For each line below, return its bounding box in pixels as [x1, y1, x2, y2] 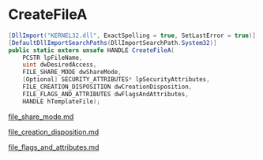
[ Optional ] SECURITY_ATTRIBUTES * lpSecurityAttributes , [22, 76, 211, 84]
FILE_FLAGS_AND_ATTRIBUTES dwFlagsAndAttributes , [22, 90, 190, 98]
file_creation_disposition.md [8, 127, 100, 136]
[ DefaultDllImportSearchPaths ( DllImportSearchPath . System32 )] [8, 39, 217, 47]
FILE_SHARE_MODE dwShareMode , [22, 69, 122, 76]
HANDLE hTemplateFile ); [22, 97, 101, 106]
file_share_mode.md [8, 112, 74, 121]
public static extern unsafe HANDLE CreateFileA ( [8, 46, 175, 54]
